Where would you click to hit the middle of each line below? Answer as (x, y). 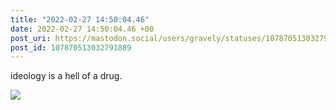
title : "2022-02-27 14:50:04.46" (80, 19)
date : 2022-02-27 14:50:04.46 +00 (82, 29)
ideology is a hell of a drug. (66, 76)
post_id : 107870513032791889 (71, 47)
